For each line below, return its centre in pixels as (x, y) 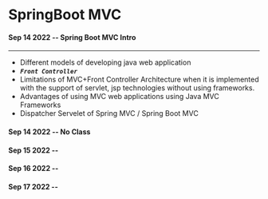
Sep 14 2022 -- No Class (49, 131)
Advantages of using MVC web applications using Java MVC (119, 97)
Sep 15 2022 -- (33, 150)
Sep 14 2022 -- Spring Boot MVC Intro (72, 37)
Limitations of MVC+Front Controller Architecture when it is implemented (139, 80)
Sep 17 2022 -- (33, 186)
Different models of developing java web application (105, 62)
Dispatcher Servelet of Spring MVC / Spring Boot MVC (109, 113)
